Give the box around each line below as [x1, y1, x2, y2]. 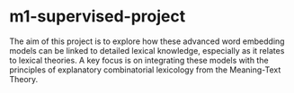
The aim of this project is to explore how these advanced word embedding [9, 36, 285, 46]
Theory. [9, 73, 39, 84]
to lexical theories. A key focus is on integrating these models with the [9, 55, 269, 65]
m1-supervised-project [9, 6, 186, 27]
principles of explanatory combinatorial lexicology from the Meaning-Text [9, 64, 281, 75]
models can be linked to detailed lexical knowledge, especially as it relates [9, 45, 285, 55]
